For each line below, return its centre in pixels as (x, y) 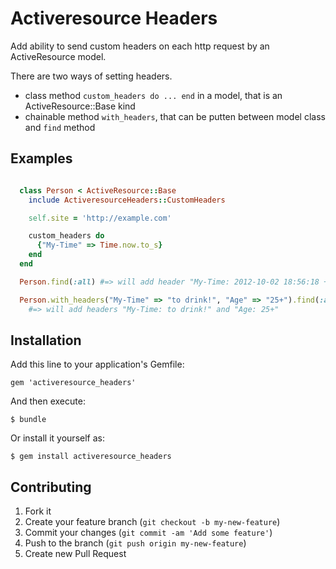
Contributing (51, 487)
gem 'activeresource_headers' (73, 383)
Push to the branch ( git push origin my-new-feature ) (135, 543)
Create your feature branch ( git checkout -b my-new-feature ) (152, 522)
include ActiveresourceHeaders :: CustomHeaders (127, 200)
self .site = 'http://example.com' (100, 218)
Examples (41, 158)
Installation (46, 340)
